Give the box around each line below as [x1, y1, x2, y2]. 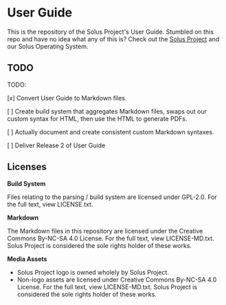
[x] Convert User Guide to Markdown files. [7, 94, 127, 102]
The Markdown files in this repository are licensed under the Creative [7, 227, 203, 235]
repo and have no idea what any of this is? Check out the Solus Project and [7, 34, 220, 43]
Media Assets [7, 255, 47, 263]
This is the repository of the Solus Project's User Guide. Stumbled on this [7, 28, 214, 36]
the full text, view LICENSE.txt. [7, 200, 93, 208]
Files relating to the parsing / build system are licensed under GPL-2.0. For [7, 193, 218, 201]
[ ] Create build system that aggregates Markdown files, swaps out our [7, 107, 207, 115]
